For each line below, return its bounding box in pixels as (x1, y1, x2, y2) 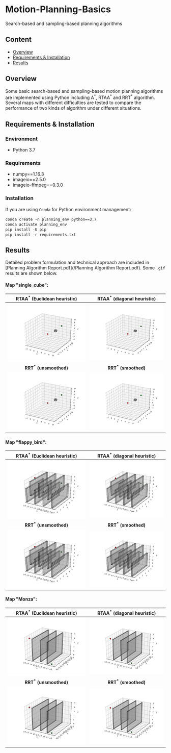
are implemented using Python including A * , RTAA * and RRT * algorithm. (5, 93, 155, 101)
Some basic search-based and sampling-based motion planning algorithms (5, 88, 163, 94)
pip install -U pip (5, 227, 47, 232)
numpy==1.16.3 (12, 171, 44, 177)
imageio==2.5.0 (12, 177, 46, 183)
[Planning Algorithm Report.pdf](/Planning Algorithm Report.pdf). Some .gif (5, 265, 165, 271)
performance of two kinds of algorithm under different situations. (5, 105, 141, 111)
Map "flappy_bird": (5, 439, 47, 445)
